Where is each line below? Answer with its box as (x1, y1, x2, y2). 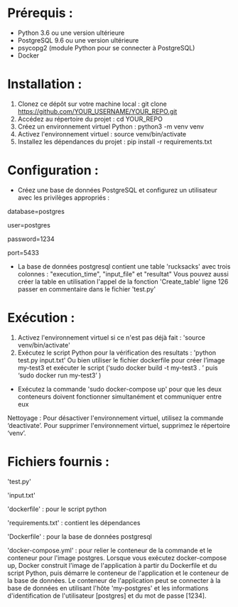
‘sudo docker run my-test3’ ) (17, 371, 102, 380)
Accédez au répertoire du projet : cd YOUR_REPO (17, 114, 163, 123)
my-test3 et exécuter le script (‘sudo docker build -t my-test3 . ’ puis (17, 363, 218, 372)
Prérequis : (7, 5, 73, 21)
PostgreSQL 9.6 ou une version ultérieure (17, 36, 139, 44)
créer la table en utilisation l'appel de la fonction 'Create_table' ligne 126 (17, 277, 229, 286)
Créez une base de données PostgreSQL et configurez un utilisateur (17, 186, 218, 194)
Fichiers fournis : (7, 453, 110, 470)
